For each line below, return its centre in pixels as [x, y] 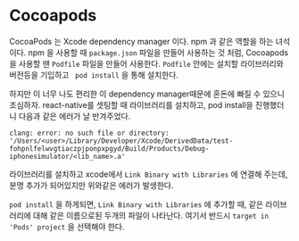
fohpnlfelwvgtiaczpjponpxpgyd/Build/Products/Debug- [109, 148]
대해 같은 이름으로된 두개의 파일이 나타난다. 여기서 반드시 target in [151, 215]
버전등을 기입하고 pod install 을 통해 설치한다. [94, 75]
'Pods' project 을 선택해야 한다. [67, 226]
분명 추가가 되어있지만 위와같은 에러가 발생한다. [91, 185]
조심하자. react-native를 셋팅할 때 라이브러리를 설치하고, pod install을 [131, 104]
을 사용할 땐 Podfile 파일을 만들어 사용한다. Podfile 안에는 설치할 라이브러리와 [146, 63]
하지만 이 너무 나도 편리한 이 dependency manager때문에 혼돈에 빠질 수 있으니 [147, 94]
